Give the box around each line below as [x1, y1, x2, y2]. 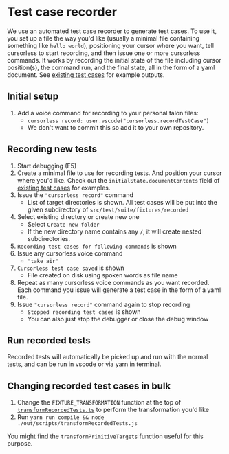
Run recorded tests [7, 334, 91, 346]
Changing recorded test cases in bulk [7, 380, 171, 391]
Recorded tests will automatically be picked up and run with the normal [7, 353, 208, 361]
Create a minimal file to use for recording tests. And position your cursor [17, 169, 222, 177]
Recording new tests [7, 144, 98, 155]
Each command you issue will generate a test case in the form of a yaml [17, 286, 221, 294]
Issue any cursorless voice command [17, 249, 123, 258]
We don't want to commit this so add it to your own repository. [27, 123, 204, 131]
